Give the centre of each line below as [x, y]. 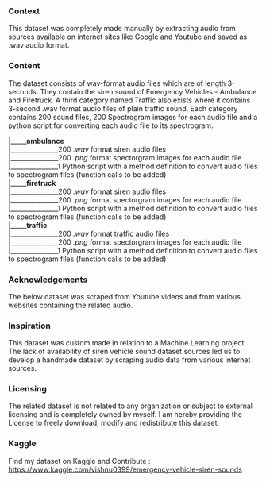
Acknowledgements [48, 280]
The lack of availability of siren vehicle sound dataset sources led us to [124, 352]
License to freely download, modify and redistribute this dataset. [114, 423]
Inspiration [30, 326]
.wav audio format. [39, 45]
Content [25, 66]
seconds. [23, 91]
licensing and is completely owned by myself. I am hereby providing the [125, 415]
